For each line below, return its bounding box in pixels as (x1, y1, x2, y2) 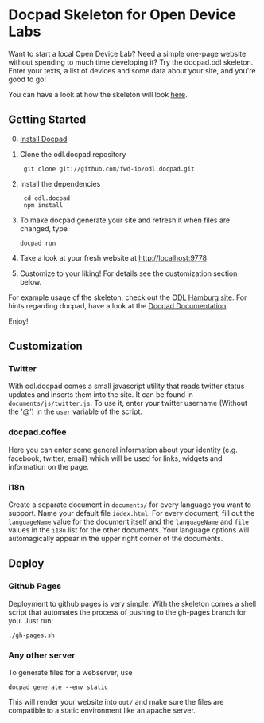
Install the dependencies (19, 179, 101, 188)
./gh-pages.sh (8, 631, 56, 639)
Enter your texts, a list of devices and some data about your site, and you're (8, 65, 256, 75)
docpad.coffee (8, 426, 67, 438)
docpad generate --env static (8, 683, 109, 691)
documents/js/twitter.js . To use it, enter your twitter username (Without (8, 399, 248, 408)
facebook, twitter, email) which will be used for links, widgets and (8, 453, 223, 463)
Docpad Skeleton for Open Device (8, 6, 237, 24)
